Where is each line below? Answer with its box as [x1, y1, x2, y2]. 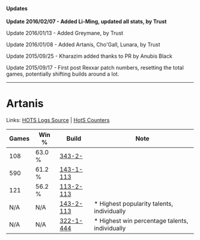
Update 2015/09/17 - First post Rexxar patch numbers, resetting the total [6, 64, 184, 71]
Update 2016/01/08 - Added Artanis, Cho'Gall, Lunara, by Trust [6, 41, 161, 48]
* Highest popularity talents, [94, 200, 174, 208]
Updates [6, 5, 28, 12]
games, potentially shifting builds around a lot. [6, 70, 120, 77]
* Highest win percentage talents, [94, 217, 189, 225]
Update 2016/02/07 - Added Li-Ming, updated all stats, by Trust [6, 18, 167, 25]
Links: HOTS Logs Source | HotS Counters [6, 117, 110, 124]
